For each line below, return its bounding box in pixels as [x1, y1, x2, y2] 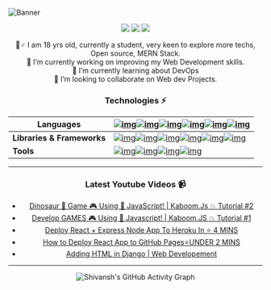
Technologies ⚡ [104, 95, 167, 106]
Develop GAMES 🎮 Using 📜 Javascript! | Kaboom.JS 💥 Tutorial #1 [31, 212, 252, 222]
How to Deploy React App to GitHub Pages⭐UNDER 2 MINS [43, 237, 240, 246]
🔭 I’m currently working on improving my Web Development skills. [26, 57, 245, 66]
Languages [37, 119, 81, 130]
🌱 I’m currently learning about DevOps [72, 65, 199, 75]
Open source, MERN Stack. [90, 48, 181, 58]
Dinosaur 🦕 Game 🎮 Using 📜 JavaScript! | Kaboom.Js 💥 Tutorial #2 [29, 200, 254, 210]
